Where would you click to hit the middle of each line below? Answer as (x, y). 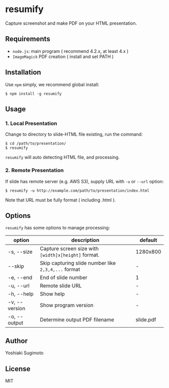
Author (16, 341)
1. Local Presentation (31, 123)
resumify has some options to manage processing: (58, 228)
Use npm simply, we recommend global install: (52, 85)
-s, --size (20, 252)
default (148, 240)
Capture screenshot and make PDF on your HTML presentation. (71, 23)
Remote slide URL (61, 286)
